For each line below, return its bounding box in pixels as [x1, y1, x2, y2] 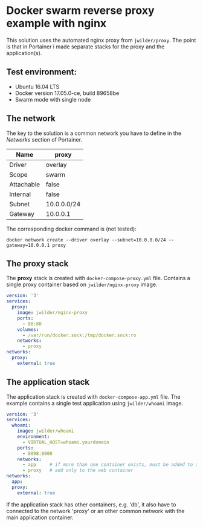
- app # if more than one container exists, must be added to [22, 462, 193, 468]
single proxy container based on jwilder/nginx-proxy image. [6, 281, 158, 288]
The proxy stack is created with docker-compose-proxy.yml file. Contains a [6, 275, 190, 282]
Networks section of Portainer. [6, 136, 83, 143]
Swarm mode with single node [14, 96, 91, 103]
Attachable [9, 180, 40, 188]
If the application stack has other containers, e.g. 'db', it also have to [6, 500, 176, 508]
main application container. [6, 514, 74, 521]
